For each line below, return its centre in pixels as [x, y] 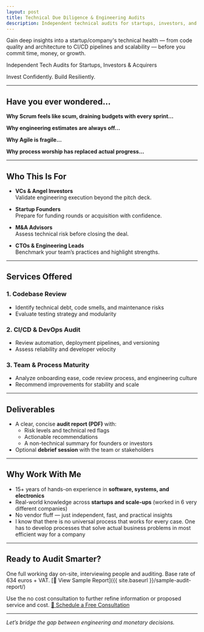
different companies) [41, 508]
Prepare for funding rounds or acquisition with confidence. [88, 216]
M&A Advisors [34, 227]
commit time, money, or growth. [46, 53]
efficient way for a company [50, 534]
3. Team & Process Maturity [48, 365]
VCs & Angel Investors [44, 191]
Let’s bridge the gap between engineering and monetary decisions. [90, 622]
